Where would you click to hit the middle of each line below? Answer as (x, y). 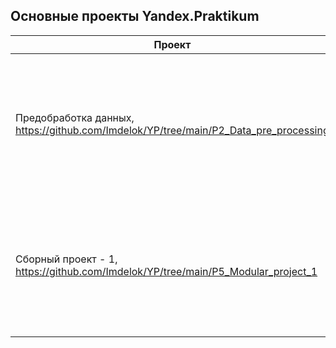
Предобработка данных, (75, 117)
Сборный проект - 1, (66, 259)
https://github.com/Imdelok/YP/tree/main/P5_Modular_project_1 (166, 271)
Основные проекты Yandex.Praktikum (135, 16)
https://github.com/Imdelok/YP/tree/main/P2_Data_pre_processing (172, 130)
